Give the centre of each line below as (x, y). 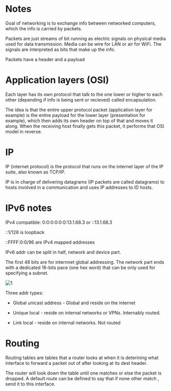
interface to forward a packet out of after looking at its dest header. (77, 363)
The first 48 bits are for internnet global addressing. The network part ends (85, 262)
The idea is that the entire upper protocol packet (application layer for (79, 110)
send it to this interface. (30, 384)
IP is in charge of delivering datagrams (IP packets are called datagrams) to (85, 182)
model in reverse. (24, 131)
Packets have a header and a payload (45, 59)
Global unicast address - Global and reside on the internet (74, 303)
